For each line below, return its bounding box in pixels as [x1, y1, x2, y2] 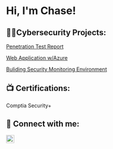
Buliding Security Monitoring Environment [6, 66, 107, 73]
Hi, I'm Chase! [6, 4, 77, 18]
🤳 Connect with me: [6, 119, 79, 129]
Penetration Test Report [6, 43, 64, 50]
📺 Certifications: [6, 83, 71, 93]
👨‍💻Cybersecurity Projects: [6, 28, 107, 38]
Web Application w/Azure [6, 55, 68, 61]
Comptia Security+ [6, 101, 52, 109]
